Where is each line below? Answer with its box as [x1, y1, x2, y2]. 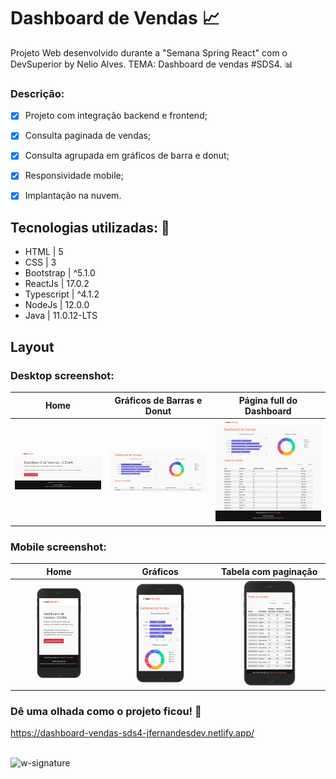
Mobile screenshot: [10, 540, 107, 554]
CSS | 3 [24, 256, 57, 269]
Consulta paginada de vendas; [24, 130, 152, 142]
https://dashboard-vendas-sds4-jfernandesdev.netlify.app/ [10, 727, 255, 739]
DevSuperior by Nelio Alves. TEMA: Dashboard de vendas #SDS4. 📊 [10, 58, 294, 70]
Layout [10, 338, 55, 355]
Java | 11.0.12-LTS [24, 310, 98, 322]
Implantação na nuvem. [24, 190, 122, 202]
